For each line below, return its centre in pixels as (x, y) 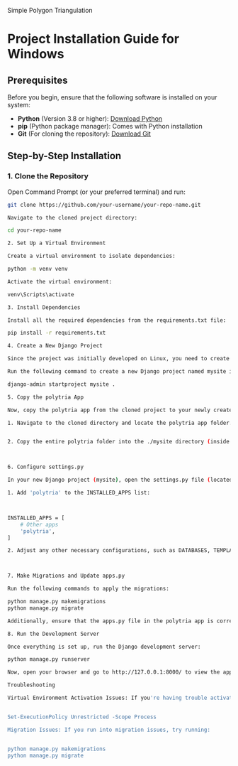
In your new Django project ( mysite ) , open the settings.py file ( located (120, 480)
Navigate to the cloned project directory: (73, 217)
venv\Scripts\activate (41, 294)
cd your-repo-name (34, 230)
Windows (36, 54)
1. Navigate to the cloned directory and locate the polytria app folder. (120, 423)
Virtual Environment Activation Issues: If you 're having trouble (107, 698)
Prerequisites (38, 80)
